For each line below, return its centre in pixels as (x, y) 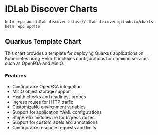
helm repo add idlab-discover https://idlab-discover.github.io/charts (79, 22)
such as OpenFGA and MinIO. (35, 63)
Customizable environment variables (49, 107)
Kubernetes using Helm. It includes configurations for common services (77, 58)
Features (16, 76)
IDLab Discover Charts (52, 9)
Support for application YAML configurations (57, 112)
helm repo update (23, 26)
